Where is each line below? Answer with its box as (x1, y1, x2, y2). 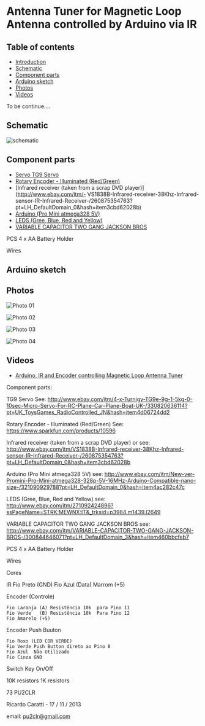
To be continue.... (6, 103, 51, 110)
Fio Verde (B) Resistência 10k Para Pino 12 (6, 610, 130, 616)
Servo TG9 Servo (15, 171, 59, 178)
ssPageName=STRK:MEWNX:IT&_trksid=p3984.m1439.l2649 (6, 508, 161, 515)
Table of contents (6, 42, 75, 52)
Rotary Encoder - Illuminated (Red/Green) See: (6, 420, 124, 427)
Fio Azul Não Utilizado (6, 649, 70, 655)
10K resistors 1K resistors (6, 677, 70, 684)
